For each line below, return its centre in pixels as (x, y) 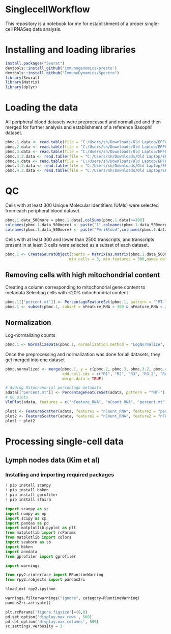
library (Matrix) (22, 82)
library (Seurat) (22, 78)
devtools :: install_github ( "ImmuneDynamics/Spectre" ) (62, 73)
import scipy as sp (26, 518)
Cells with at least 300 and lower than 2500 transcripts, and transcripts (80, 239)
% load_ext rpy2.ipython (31, 589)
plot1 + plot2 (20, 421)
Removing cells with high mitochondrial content (83, 275)
